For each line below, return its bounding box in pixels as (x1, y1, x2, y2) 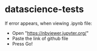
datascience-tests (5, 4, 84, 15)
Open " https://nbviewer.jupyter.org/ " (12, 30, 89, 36)
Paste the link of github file (12, 35, 69, 41)
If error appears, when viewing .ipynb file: (5, 20, 92, 26)
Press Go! (12, 40, 33, 46)
